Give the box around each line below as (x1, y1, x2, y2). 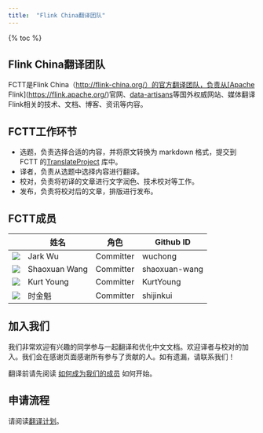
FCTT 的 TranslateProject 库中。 (19, 157, 122, 167)
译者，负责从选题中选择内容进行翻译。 (19, 167, 144, 177)
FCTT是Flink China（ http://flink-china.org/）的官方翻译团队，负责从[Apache (8, 80, 255, 90)
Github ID (154, 237, 191, 248)
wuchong (141, 251, 177, 262)
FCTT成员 (8, 211, 57, 225)
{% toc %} (8, 33, 42, 42)
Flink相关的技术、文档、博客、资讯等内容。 (8, 100, 148, 109)
